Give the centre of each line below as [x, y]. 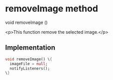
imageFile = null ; [29, 64]
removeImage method [52, 9]
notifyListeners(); [30, 68]
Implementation [30, 48]
